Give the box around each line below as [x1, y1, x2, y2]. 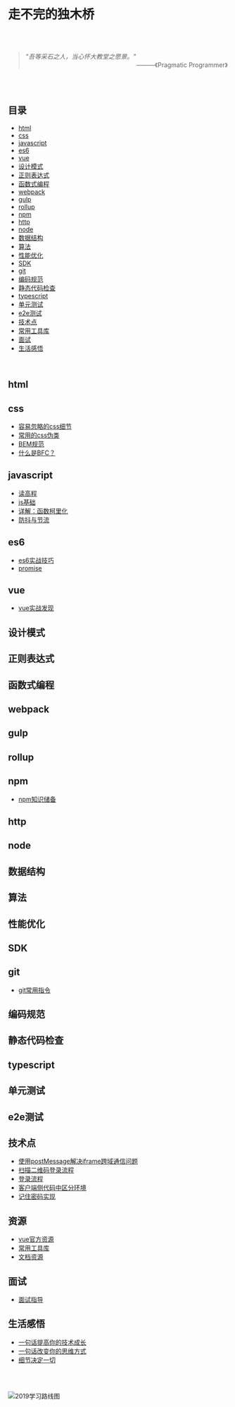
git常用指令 [18, 985, 51, 994]
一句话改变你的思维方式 [18, 1346, 87, 1355]
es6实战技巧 [18, 556, 55, 564]
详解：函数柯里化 [18, 506, 68, 515]
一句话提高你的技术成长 [18, 1338, 87, 1346]
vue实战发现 [18, 604, 55, 612]
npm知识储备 [18, 795, 56, 803]
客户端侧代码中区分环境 [18, 1183, 87, 1192]
